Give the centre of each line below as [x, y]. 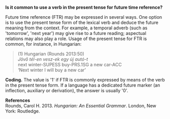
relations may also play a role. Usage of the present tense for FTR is [76, 38]
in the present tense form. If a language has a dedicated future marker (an [83, 85]
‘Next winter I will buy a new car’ [52, 70]
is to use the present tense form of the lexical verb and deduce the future [82, 23]
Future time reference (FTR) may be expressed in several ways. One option [84, 17]
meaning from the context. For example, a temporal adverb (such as [76, 28]
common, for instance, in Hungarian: [43, 44]
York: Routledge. [23, 111]
